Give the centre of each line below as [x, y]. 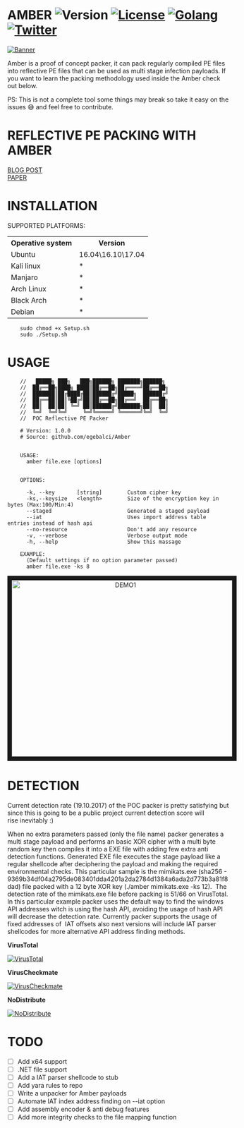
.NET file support [42, 1069]
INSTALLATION [52, 206]
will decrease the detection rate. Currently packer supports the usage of [112, 916]
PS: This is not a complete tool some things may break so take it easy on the [118, 99]
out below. [22, 85]
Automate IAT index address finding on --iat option [91, 1101]
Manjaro [25, 277]
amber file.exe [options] [64, 461]
